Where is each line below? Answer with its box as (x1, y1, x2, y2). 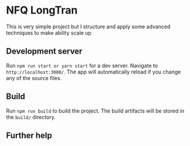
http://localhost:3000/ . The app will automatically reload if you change (6, 68, 181, 75)
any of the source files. (6, 74, 62, 81)
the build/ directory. (6, 113, 56, 121)
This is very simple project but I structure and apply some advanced (6, 23, 171, 30)
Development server (6, 47, 83, 57)
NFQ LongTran (6, 4, 78, 17)
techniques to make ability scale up (6, 29, 92, 36)
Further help (6, 130, 53, 140)
